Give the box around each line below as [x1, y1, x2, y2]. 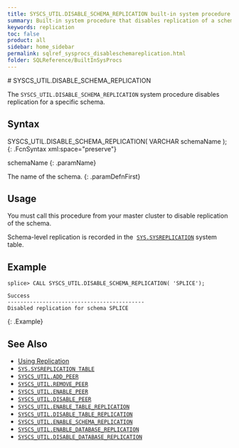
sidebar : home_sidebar [7, 43, 75, 50]
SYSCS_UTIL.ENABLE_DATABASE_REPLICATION [17, 426, 139, 433]
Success [7, 292, 31, 299]
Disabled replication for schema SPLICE [7, 305, 129, 312]
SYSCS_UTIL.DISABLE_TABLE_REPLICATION [17, 411, 133, 418]
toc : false [7, 30, 40, 38]
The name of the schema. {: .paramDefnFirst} [7, 172, 141, 181]
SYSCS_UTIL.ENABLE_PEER [17, 388, 89, 395]
